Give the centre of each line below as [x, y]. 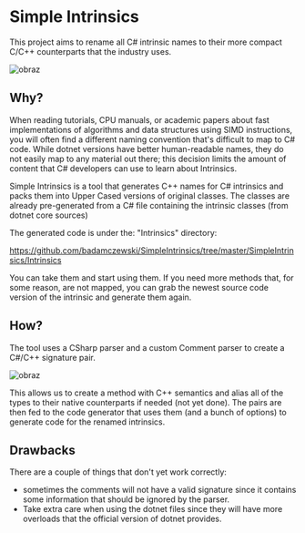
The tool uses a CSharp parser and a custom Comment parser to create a [147, 347]
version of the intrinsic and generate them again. [101, 297]
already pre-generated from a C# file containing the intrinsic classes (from [149, 205]
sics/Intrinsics [36, 260]
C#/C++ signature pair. [52, 357]
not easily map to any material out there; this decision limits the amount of [148, 159]
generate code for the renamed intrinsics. [87, 422]
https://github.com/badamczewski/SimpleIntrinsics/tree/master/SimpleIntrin [152, 250]
